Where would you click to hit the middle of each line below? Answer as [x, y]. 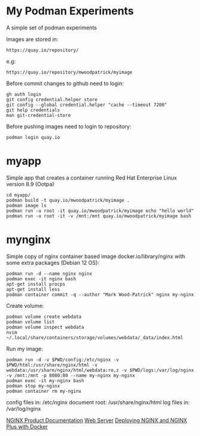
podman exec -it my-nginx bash [45, 381]
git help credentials [33, 110]
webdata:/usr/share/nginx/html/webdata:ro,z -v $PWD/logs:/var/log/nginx [100, 370]
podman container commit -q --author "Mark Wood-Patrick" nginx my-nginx [100, 295]
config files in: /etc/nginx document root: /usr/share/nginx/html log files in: [98, 402]
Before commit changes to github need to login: [65, 83]
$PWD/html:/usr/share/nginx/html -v [52, 365]
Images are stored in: [32, 39]
